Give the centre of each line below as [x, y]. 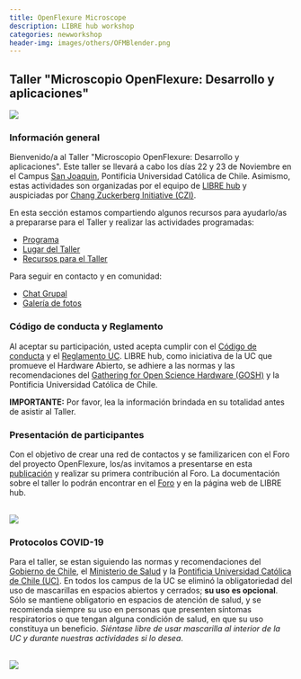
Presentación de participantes [77, 434]
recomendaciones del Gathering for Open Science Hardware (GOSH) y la [145, 375]
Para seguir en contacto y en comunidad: [86, 276]
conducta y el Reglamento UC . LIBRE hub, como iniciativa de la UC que [141, 355]
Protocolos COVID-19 [57, 542]
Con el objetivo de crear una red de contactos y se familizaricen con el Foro [150, 454]
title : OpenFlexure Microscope [68, 18]
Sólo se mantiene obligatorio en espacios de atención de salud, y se [136, 600]
